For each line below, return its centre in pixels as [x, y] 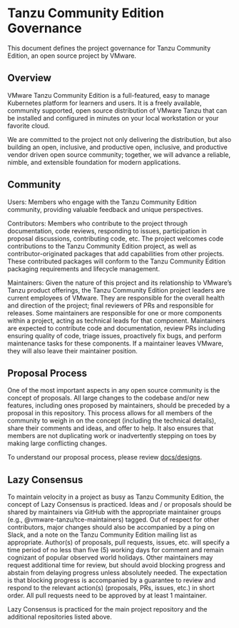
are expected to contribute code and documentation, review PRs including [117, 328]
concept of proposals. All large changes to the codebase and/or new [108, 398]
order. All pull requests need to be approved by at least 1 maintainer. [107, 596]
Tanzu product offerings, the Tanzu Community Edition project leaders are [117, 290]
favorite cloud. [29, 126]
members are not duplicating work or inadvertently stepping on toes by [112, 436]
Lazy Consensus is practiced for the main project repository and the [107, 609]
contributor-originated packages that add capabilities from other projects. [116, 253]
